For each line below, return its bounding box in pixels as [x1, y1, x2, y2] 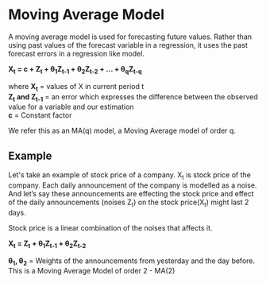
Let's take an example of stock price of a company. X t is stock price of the [8, 170, 252, 181]
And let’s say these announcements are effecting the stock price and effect [8, 188, 254, 198]
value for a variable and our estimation [8, 102, 134, 112]
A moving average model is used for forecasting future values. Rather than [8, 32, 253, 41]
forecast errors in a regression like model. [8, 48, 145, 58]
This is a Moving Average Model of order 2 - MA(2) [8, 266, 175, 276]
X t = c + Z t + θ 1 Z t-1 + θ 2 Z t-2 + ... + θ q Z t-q [8, 64, 142, 76]
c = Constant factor [8, 110, 72, 120]
